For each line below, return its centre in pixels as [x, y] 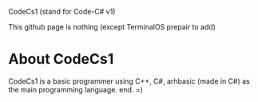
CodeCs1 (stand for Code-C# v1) [62, 12]
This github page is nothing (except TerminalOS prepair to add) [112, 27]
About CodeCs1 [61, 59]
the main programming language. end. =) [76, 89]
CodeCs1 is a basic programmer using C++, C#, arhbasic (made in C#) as [129, 81]
